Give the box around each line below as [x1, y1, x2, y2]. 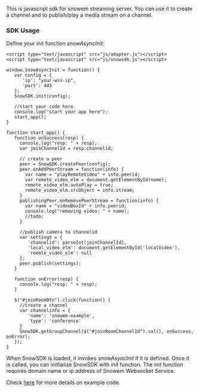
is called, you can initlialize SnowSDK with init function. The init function [6, 361, 183, 368]
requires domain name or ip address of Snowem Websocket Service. [6, 367, 175, 375]
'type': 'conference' [27, 318, 82, 324]
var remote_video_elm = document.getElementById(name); [25, 177, 167, 183]
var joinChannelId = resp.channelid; [19, 146, 114, 152]
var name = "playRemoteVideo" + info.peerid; [25, 171, 140, 178]
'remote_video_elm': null [27, 250, 93, 256]
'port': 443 [22, 83, 52, 89]
